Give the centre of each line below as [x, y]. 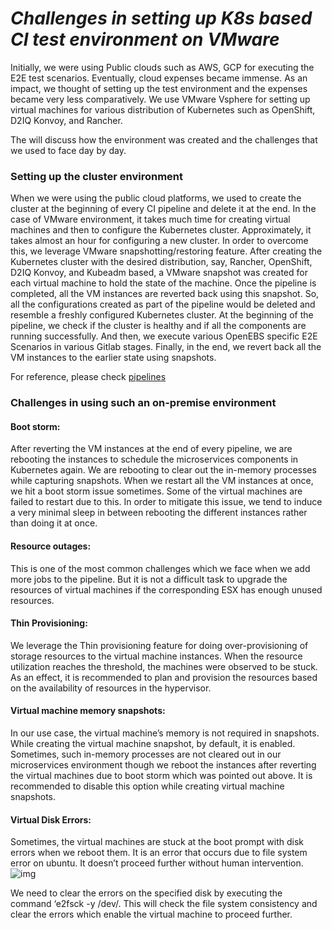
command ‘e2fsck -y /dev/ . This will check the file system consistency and [164, 904]
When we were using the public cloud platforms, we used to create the [156, 198]
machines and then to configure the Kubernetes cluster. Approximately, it [161, 230]
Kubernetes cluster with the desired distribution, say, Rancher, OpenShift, [161, 262]
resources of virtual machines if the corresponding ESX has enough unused [166, 589]
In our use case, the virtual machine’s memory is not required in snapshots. [165, 733]
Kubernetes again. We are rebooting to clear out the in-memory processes [163, 470]
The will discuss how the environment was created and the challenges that [164, 139]
